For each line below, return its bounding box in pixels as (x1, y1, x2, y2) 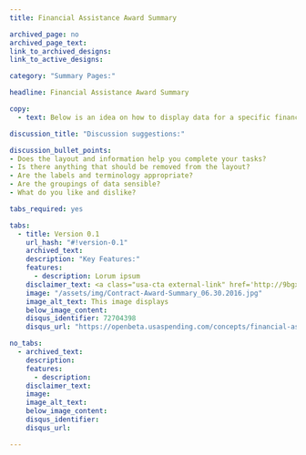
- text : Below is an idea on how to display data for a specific (17, 113, 271, 122)
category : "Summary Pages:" (9, 72, 117, 81)
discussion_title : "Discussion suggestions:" (9, 129, 185, 138)
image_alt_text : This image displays (25, 297, 169, 306)
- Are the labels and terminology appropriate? (9, 171, 194, 180)
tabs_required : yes (9, 204, 84, 214)
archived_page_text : (9, 38, 88, 47)
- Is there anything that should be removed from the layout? (9, 163, 250, 172)
